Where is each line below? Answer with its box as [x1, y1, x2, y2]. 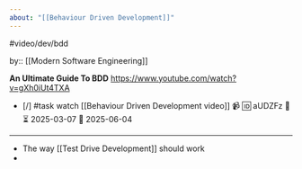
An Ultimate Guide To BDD [9, 73, 110, 84]
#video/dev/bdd [9, 38, 69, 49]
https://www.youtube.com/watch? [111, 73, 236, 84]
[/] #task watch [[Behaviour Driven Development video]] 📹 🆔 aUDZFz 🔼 [22, 100, 290, 111]
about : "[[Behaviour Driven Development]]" [9, 13, 175, 22]
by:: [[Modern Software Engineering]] [9, 55, 148, 66]
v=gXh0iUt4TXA [9, 82, 70, 93]
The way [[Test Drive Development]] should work [22, 143, 205, 154]
